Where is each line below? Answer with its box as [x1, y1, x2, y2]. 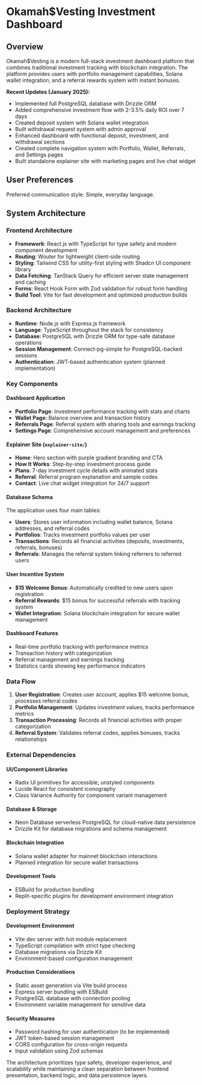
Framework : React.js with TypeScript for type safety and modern [14, 240, 177, 247]
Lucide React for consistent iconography [14, 785, 116, 793]
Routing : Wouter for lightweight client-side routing [14, 253, 140, 260]
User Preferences [6, 175, 73, 185]
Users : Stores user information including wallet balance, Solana [14, 518, 173, 526]
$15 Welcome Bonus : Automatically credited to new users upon [14, 584, 173, 591]
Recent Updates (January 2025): [6, 88, 90, 95]
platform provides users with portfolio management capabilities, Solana [6, 70, 183, 77]
